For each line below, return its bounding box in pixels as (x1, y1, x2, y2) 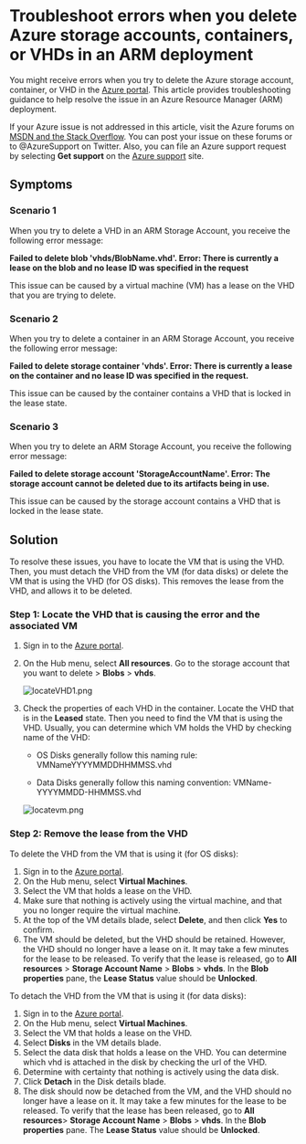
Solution (9, 531, 58, 548)
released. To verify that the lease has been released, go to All (22, 1105, 255, 1116)
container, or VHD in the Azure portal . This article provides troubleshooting (9, 84, 291, 95)
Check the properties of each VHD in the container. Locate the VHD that (22, 703, 294, 714)
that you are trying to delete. (9, 289, 117, 300)
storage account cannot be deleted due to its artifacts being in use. (9, 478, 269, 489)
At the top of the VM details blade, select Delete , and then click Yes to (22, 914, 288, 925)
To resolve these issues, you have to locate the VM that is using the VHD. (9, 556, 285, 567)
